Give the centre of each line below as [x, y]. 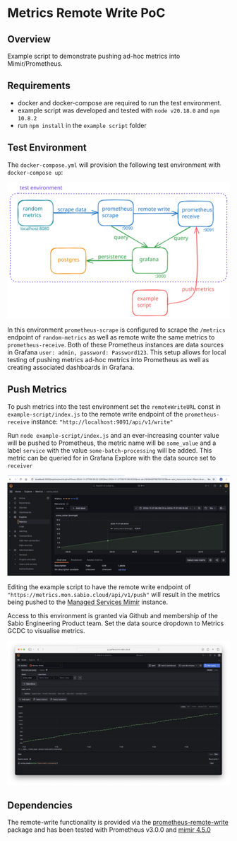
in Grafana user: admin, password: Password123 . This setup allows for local [117, 352]
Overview [29, 39]
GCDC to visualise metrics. [46, 630]
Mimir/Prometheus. [35, 64]
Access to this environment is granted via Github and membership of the [113, 615]
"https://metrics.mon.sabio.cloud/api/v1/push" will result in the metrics [114, 594]
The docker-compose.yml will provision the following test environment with [114, 165]
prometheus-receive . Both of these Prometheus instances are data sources [116, 344]
